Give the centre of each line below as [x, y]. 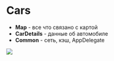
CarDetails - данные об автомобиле [62, 33]
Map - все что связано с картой [56, 27]
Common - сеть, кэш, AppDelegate [60, 40]
